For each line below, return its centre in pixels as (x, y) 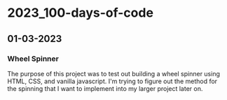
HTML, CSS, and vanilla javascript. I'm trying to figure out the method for (112, 81)
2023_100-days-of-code (81, 13)
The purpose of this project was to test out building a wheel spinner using (114, 73)
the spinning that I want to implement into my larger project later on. (105, 88)
